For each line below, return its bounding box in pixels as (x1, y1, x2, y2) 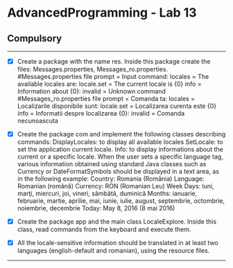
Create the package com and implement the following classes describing (17, 130, 226, 139)
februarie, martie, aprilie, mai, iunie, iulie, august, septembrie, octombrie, (17, 197, 225, 205)
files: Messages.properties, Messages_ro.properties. (17, 65, 169, 73)
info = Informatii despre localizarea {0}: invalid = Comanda (17, 109, 185, 118)
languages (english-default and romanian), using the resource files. (17, 247, 210, 255)
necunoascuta (17, 116, 59, 125)
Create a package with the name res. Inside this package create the (17, 57, 211, 65)
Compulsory (7, 33, 62, 44)
